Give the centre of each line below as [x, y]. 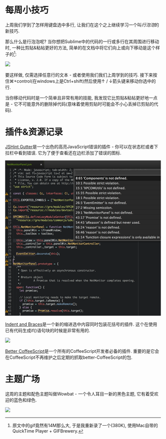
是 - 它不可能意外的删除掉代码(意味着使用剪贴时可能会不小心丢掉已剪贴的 [80, 104]
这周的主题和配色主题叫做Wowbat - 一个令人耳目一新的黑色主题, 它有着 [78, 393]
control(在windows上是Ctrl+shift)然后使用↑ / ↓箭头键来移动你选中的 [86, 81]
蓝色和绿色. [25, 400]
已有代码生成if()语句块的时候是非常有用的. [48, 330]
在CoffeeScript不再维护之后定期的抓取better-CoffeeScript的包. [69, 357]
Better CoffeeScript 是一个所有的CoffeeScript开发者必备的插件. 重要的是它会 [82, 351]
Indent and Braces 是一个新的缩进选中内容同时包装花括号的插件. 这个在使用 [81, 324]
